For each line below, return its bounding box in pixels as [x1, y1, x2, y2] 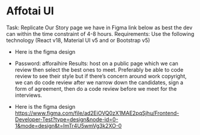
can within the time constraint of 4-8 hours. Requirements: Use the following [6, 30, 195, 37]
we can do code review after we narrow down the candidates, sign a [14, 79, 184, 86]
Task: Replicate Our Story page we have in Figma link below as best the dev [6, 24, 193, 31]
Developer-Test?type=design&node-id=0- [14, 115, 118, 123]
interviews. [14, 91, 42, 99]
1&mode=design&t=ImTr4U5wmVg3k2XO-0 [14, 122, 122, 129]
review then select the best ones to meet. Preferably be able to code [14, 66, 184, 73]
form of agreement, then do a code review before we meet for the [14, 85, 177, 92]
